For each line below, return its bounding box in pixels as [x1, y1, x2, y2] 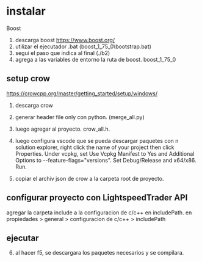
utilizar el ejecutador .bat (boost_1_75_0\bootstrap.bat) [15, 43, 151, 50]
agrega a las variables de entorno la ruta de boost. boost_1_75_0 [15, 56, 176, 63]
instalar [6, 4, 46, 18]
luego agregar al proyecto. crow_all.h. [15, 125, 110, 133]
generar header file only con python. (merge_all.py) [15, 113, 145, 120]
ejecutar [6, 233, 39, 243]
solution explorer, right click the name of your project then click [15, 144, 175, 151]
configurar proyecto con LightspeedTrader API [6, 192, 188, 203]
